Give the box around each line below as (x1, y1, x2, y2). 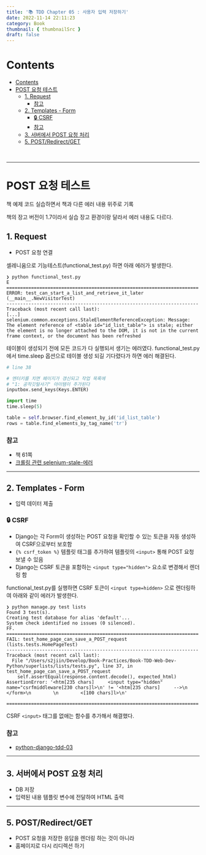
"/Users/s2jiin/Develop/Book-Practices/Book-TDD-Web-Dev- (25, 658, 177, 664)
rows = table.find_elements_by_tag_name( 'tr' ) (6, 420, 128, 426)
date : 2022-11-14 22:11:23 (6, 15, 75, 21)
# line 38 (6, 364, 32, 370)
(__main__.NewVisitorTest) (6, 295, 75, 301)
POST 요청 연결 (15, 248, 53, 256)
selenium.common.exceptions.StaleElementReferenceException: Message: (6, 316, 191, 323)
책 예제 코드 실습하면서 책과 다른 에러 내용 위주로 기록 (6, 201, 134, 207)
